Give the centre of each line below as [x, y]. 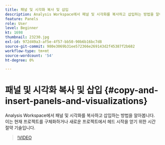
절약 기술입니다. [20, 128]
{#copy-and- [131, 91]
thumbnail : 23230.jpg [27, 37]
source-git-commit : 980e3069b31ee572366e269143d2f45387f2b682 [70, 46]
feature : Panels [22, 19]
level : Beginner [22, 28]
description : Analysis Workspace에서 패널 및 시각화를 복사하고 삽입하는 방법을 [79, 14]
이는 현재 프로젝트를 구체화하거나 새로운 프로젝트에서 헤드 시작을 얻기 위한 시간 [81, 122]
